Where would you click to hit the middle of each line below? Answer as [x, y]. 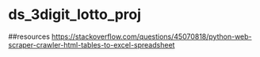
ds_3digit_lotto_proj [75, 15]
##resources [29, 36]
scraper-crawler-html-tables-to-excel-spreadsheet [92, 44]
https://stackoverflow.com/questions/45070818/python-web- [151, 36]
